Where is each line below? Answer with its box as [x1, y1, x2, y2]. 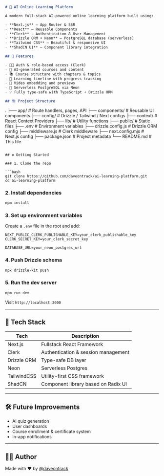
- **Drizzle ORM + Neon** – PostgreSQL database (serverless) [5, 36, 134, 41]
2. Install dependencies [5, 189, 62, 196]
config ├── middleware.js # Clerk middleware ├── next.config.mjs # [5, 128, 144, 134]
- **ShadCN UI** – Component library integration [5, 45, 108, 50]
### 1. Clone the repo [5, 161, 51, 166]
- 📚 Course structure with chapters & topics [5, 71, 101, 77]
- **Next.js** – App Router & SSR [5, 22, 76, 27]
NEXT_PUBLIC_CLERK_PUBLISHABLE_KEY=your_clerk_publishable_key [5, 233, 137, 238]
